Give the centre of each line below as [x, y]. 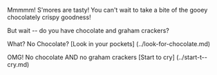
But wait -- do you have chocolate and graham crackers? [88, 31]
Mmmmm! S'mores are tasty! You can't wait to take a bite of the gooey [107, 10]
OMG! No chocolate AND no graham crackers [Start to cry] [91, 57]
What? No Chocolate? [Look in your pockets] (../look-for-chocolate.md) [109, 44]
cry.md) [18, 64]
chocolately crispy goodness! [49, 17]
